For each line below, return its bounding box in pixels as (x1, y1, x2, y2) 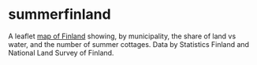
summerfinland (8, 5, 112, 23)
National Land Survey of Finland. (8, 48, 114, 57)
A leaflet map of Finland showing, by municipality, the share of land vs (8, 31, 237, 41)
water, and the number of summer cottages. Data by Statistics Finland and (8, 39, 250, 49)
